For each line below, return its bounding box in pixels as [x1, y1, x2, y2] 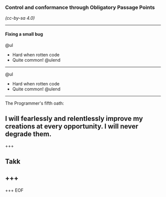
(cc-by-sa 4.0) [5, 15, 35, 21]
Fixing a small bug [5, 31, 43, 37]
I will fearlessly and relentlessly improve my [5, 114, 143, 122]
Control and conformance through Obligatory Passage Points [5, 4, 155, 11]
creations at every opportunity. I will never [5, 122, 138, 130]
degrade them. [5, 130, 52, 138]
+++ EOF [5, 187, 24, 193]
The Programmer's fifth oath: [5, 100, 64, 106]
